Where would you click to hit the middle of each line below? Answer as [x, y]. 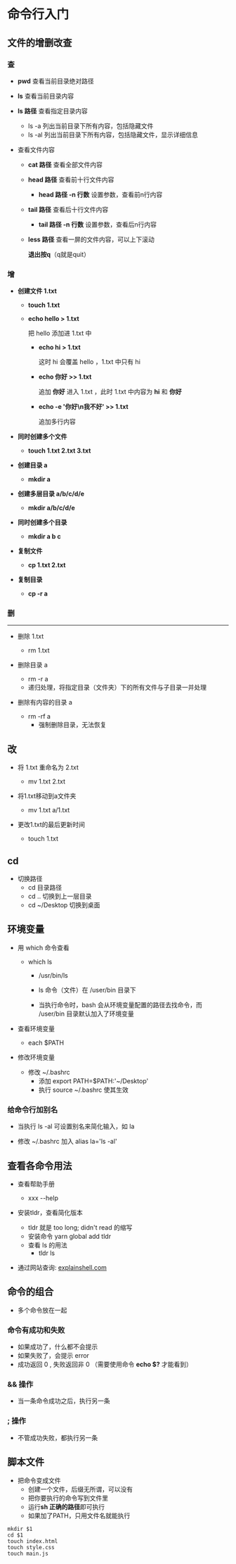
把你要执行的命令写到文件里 [68, 1498]
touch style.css [31, 1547]
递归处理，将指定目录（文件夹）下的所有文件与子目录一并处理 [117, 688]
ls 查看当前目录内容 [46, 96]
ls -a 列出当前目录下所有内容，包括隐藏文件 [91, 126]
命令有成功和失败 [36, 1330]
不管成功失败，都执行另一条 [58, 1437]
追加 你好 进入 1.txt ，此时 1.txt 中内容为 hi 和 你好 [110, 392]
